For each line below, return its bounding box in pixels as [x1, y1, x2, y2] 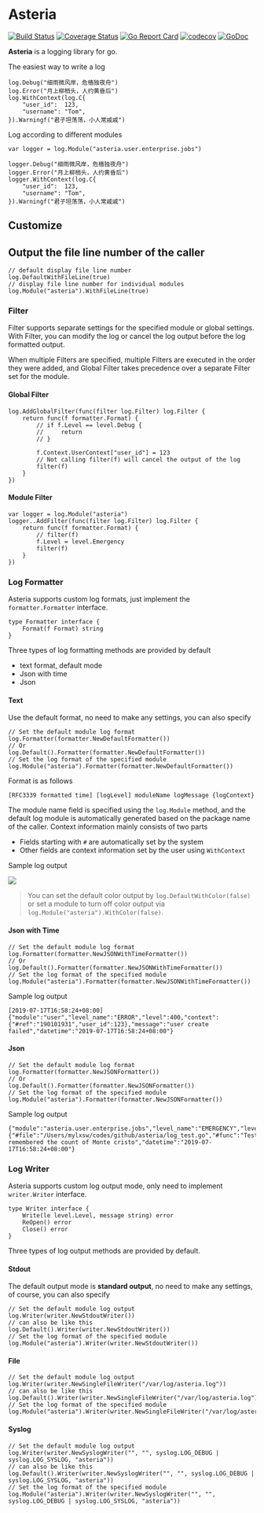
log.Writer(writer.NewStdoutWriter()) [8, 1312, 135, 1320]
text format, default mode [19, 661, 103, 670]
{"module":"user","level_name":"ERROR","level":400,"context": [8, 1013, 220, 1022]
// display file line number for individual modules [8, 281, 185, 289]
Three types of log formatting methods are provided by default [8, 646, 211, 655]
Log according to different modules [8, 130, 123, 139]
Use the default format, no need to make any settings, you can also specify [8, 713, 251, 723]
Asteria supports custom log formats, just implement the [8, 595, 190, 604]
